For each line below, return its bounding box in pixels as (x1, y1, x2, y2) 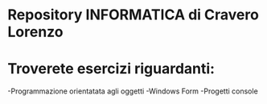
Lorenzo (7, 23, 64, 41)
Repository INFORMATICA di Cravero (7, 6, 259, 24)
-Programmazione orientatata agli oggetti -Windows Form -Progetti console (7, 86, 258, 96)
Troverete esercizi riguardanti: (7, 60, 215, 78)
